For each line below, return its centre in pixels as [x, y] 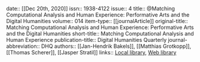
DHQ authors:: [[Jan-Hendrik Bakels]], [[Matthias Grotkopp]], [116, 46]
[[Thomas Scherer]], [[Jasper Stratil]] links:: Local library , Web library [91, 52]
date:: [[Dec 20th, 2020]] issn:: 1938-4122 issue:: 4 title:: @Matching [90, 9]
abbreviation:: [23, 46]
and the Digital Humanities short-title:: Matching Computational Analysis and [100, 34]
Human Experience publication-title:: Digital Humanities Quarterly [87, 40]
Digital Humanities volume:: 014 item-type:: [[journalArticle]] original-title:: [97, 21]
